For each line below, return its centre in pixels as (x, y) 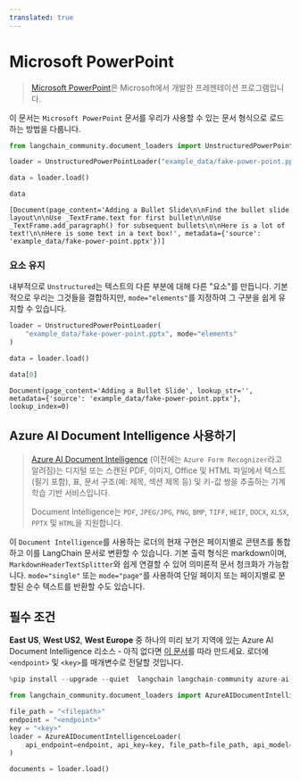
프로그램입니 (262, 87)
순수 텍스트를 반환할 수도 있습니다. (85, 586)
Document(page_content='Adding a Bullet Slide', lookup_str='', (131, 390)
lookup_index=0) (39, 406)
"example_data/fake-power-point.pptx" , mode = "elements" (132, 334)
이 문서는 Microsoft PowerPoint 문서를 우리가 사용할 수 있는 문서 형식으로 (138, 118)
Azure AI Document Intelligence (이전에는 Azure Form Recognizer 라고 (157, 459)
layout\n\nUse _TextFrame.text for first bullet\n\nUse (115, 218)
